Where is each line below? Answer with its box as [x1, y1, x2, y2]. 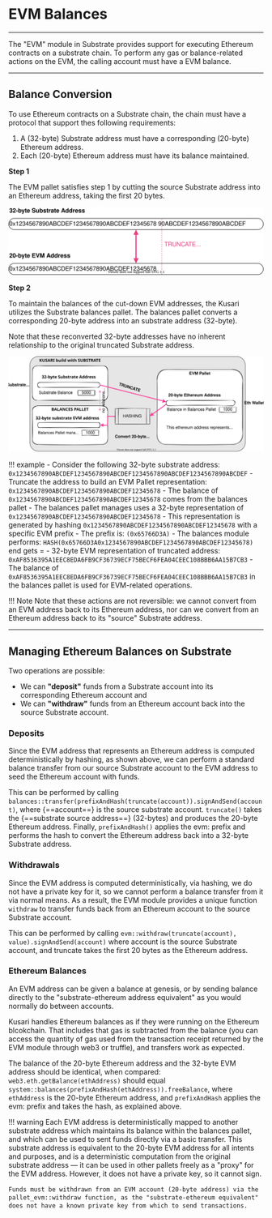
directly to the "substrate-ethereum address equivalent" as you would [8, 992, 241, 1002]
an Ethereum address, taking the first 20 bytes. [8, 190, 165, 200]
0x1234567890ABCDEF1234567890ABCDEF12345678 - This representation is [8, 511, 240, 521]
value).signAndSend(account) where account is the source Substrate [8, 937, 238, 947]
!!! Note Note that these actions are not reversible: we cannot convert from [8, 596, 257, 606]
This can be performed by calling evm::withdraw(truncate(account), [8, 928, 237, 938]
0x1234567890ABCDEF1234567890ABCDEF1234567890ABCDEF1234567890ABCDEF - [8, 468, 253, 478]
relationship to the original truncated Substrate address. [8, 340, 195, 349]
